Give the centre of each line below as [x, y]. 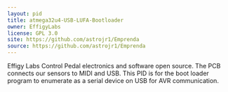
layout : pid [25, 14]
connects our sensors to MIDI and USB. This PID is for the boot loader [108, 73]
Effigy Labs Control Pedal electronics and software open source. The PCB [114, 66]
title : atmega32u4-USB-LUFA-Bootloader [66, 20]
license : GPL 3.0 [33, 33]
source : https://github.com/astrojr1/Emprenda [76, 46]
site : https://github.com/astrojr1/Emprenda [73, 40]
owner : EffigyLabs [34, 26]
